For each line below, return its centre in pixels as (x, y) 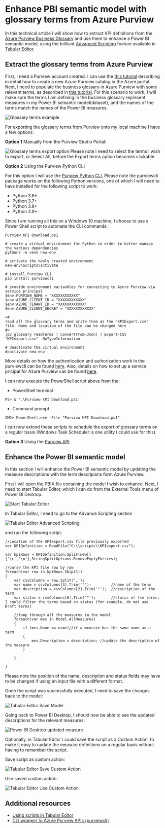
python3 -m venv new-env (31, 252)
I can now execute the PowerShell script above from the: (63, 381)
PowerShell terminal (33, 390)
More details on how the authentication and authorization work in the (75, 360)
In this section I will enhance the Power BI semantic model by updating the (81, 469)
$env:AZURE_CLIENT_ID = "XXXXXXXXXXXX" (46, 300)
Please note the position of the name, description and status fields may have (83, 676)
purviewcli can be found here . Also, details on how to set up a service (76, 366)
